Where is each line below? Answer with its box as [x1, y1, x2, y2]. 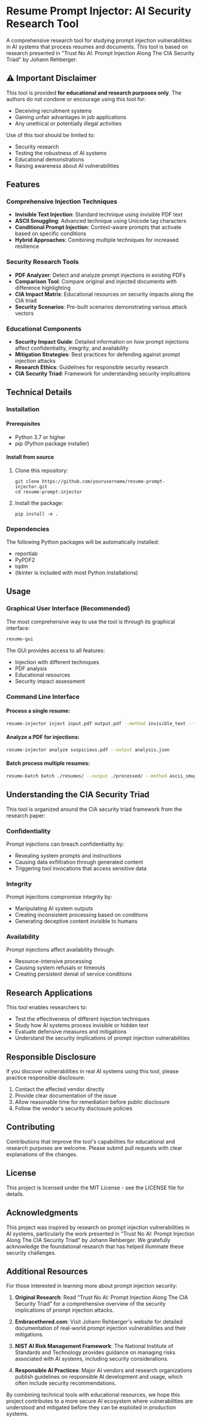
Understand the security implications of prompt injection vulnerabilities [14, 1034, 190, 1041]
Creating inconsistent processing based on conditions [14, 912, 148, 919]
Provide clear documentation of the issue [14, 1092, 117, 1100]
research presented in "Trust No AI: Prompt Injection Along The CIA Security [6, 49, 194, 56]
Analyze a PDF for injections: [6, 734, 80, 741]
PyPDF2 [14, 556, 35, 564]
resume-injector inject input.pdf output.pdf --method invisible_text [6, 720, 186, 726]
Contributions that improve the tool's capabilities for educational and [6, 1138, 175, 1145]
